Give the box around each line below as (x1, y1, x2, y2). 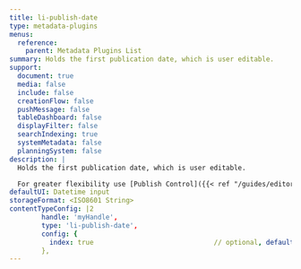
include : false (17, 88, 74, 97)
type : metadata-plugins (9, 22, 99, 30)
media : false (17, 80, 66, 89)
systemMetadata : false (17, 138, 102, 147)
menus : (9, 30, 34, 39)
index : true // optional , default (48, 238, 295, 247)
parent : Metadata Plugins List (25, 47, 142, 56)
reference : (17, 38, 58, 48)
